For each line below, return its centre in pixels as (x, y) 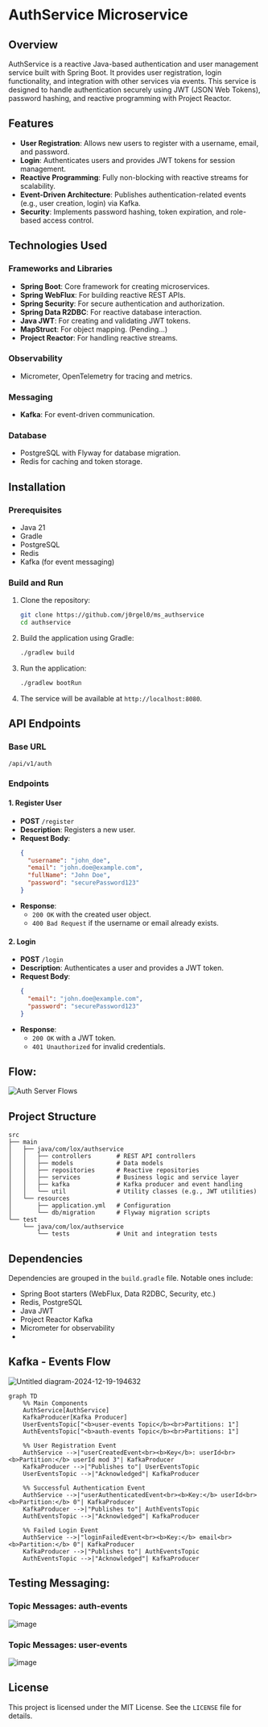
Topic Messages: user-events (68, 1645)
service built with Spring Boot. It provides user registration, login (115, 73)
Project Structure (52, 1116)
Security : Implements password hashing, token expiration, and (124, 211)
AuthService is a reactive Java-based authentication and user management (134, 64)
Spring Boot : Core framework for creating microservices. (115, 286)
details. (21, 1716)
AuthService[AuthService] (66, 1410)
